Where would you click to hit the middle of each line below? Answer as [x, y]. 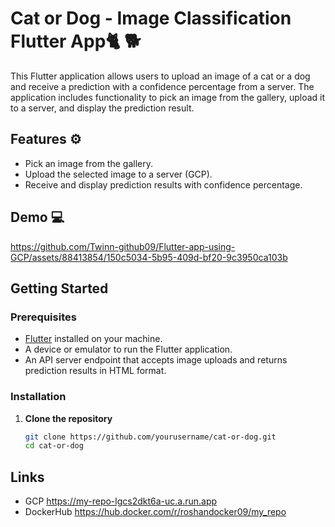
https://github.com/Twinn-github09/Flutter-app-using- [123, 246]
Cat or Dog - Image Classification [151, 18]
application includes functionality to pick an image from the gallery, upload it [168, 97]
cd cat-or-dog [54, 446]
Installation [38, 397]
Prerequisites [43, 317]
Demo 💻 [37, 217]
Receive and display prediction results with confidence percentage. [163, 184]
